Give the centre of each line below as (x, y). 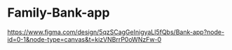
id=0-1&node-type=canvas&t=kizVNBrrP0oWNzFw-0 (84, 39)
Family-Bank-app (59, 13)
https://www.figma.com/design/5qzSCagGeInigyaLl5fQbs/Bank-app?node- (116, 32)
